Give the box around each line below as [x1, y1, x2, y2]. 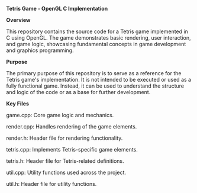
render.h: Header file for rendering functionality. [6, 134, 123, 141]
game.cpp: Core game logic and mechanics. [6, 112, 114, 118]
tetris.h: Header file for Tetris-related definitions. [6, 157, 124, 165]
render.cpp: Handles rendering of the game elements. [6, 123, 137, 130]
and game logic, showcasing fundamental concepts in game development [6, 41, 186, 47]
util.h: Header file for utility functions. [6, 181, 97, 187]
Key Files [6, 100, 30, 107]
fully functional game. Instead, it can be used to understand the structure [6, 82, 185, 89]
